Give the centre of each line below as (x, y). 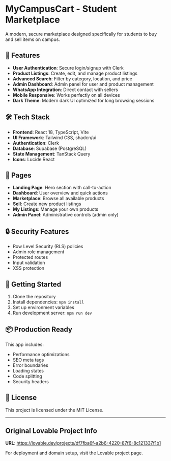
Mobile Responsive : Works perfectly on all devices (66, 95)
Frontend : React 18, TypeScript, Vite (51, 132)
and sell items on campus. (33, 39)
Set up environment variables (44, 307)
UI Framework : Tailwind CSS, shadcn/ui (54, 137)
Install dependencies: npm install (48, 302)
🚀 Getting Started (33, 284)
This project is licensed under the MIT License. (54, 410)
